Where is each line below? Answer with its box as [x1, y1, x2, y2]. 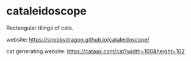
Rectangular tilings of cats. [6, 24, 74, 31]
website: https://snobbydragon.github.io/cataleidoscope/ [6, 36, 150, 43]
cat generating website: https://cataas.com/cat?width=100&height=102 [6, 47, 185, 55]
